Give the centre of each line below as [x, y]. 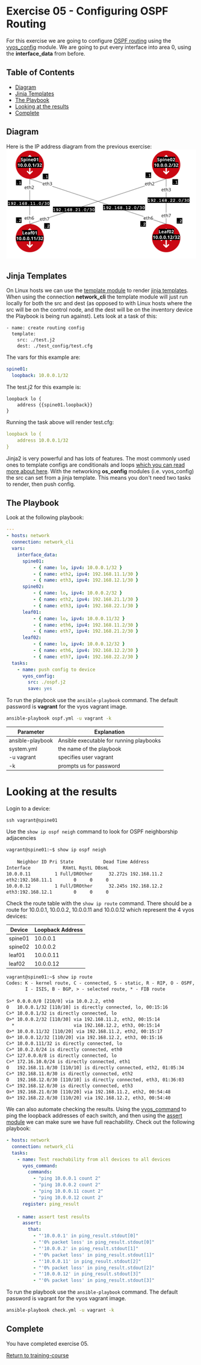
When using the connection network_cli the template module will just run [97, 297]
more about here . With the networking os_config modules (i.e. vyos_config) [100, 471]
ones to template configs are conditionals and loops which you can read [96, 465]
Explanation [110, 732]
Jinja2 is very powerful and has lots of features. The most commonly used [98, 458]
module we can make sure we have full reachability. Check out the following [100, 1122]
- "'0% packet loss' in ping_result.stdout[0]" [94, 1242]
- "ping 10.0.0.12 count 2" [68, 1198]
